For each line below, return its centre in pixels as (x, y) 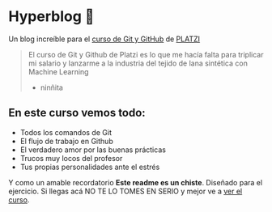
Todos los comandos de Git (66, 132)
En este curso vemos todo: (77, 113)
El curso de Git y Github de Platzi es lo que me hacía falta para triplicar (146, 54)
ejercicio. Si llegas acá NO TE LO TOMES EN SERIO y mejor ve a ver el (125, 191)
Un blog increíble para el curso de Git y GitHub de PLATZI (104, 39)
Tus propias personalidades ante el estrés (90, 167)
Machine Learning (58, 71)
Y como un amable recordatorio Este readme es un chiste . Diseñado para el (136, 182)
